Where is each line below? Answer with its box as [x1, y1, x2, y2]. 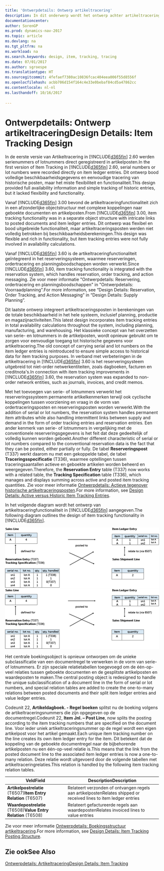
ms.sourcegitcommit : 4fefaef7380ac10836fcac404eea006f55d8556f [5, 75, 137, 80]
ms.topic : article [5, 34, 42, 39]
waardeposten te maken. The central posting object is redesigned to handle [5, 674, 156, 680]
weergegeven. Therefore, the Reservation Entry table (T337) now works [5, 467, 150, 473]
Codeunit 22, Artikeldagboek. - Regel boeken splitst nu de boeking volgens [5, 705, 158, 710]
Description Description [88, 778, 137, 784]
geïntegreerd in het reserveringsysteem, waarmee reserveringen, [5, 256, 137, 262]
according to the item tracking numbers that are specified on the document [5, 720, 156, 726]
